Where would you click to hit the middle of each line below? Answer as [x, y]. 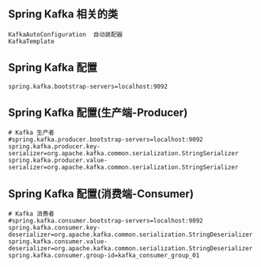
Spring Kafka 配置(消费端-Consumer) [101, 194]
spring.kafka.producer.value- [58, 161]
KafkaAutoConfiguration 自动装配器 [66, 34]
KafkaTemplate [32, 41]
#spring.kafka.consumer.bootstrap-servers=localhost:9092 [106, 221]
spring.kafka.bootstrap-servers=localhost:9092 [88, 86]
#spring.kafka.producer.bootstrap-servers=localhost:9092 [106, 140]
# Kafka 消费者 [31, 214]
